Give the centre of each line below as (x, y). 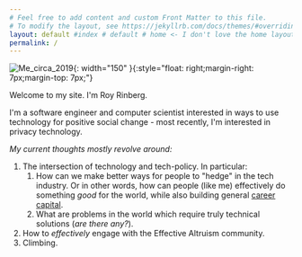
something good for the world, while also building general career (155, 195)
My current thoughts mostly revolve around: (91, 149)
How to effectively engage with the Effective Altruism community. (143, 234)
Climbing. (40, 243)
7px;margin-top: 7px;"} (51, 78)
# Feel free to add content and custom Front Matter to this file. (138, 18)
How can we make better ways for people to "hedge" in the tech (155, 176)
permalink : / (34, 43)
